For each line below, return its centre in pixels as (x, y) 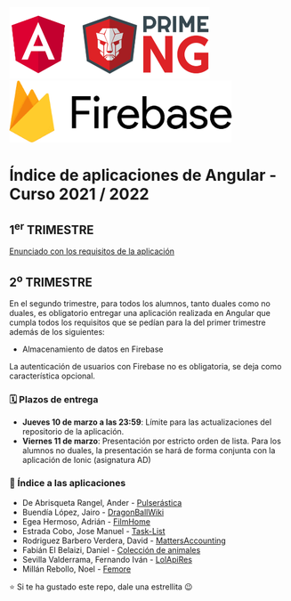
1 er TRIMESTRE (52, 228)
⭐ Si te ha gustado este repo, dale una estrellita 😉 (101, 587)
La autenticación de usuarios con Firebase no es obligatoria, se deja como (145, 367)
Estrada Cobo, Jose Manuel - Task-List (94, 531)
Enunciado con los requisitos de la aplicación (92, 251)
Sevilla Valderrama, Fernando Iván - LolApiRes (107, 559)
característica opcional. (53, 376)
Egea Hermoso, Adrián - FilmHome (86, 521)
